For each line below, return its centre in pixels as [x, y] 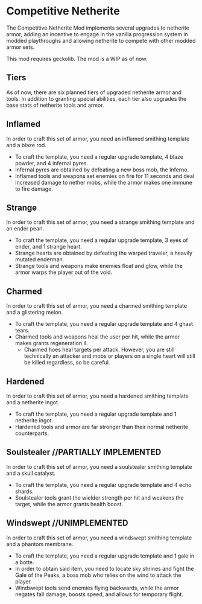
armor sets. [21, 47]
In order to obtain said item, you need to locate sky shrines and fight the [104, 568]
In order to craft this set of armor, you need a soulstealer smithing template [99, 466]
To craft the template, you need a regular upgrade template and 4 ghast [104, 324]
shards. [24, 491]
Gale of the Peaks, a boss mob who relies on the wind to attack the [98, 575]
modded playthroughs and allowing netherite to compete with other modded [101, 40]
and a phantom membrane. [40, 544]
